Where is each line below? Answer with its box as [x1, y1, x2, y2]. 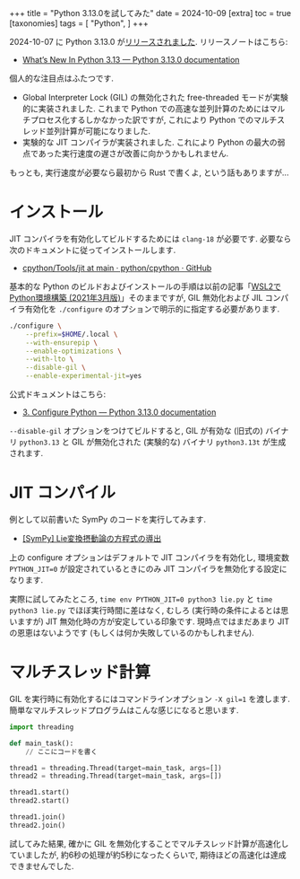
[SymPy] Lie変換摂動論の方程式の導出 [21, 533, 162, 543]
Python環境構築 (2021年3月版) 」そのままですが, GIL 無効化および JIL [9, 292, 263, 303]
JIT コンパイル [9, 483, 116, 503]
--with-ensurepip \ [25, 338, 99, 347]
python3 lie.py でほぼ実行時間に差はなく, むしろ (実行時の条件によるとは [9, 605, 281, 615]
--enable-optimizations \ [25, 347, 123, 356]
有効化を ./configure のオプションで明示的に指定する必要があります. [24, 303, 280, 314]
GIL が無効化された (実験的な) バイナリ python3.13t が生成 [71, 436, 287, 447]
